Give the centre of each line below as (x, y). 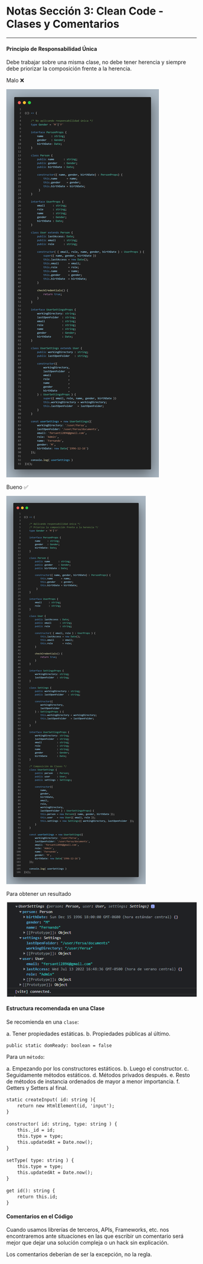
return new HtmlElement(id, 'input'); (66, 1106)
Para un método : (26, 1057)
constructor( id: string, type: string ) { (62, 1124)
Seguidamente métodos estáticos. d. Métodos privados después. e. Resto (98, 1075)
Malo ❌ (15, 81)
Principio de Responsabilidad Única (52, 49)
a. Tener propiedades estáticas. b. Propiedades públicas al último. (89, 1034)
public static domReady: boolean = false (59, 1045)
